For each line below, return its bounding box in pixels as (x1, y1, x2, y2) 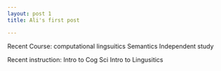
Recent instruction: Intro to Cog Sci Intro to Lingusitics (7, 55, 163, 63)
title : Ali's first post (7, 17, 80, 24)
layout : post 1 (7, 10, 52, 17)
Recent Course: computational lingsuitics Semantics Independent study (7, 42, 214, 50)
